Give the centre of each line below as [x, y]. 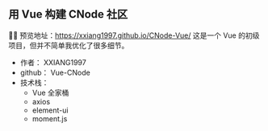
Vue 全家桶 [50, 92]
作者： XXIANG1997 [53, 62]
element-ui [50, 110]
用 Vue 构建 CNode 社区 [68, 14]
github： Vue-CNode [55, 72]
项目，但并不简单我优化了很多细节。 [69, 45]
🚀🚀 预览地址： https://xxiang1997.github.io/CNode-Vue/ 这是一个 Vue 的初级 [134, 35]
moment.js [50, 118]
